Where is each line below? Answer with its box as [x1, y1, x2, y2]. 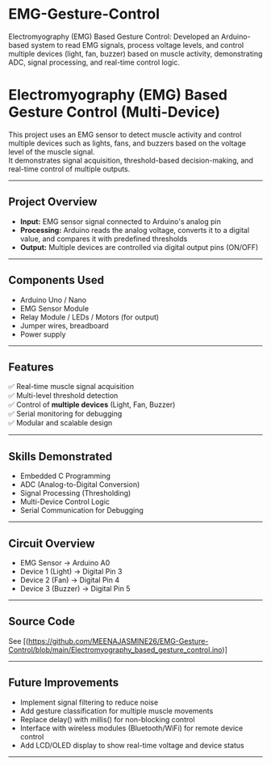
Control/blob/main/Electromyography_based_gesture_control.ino [8, 645, 223, 654]
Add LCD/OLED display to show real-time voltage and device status [19, 740, 244, 750]
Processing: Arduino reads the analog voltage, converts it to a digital [19, 225, 250, 235]
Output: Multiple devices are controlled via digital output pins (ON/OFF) [19, 242, 259, 252]
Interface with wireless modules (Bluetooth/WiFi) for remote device [19, 723, 244, 733]
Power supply [19, 329, 66, 339]
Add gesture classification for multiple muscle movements [19, 705, 214, 716]
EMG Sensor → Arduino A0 [19, 557, 110, 567]
